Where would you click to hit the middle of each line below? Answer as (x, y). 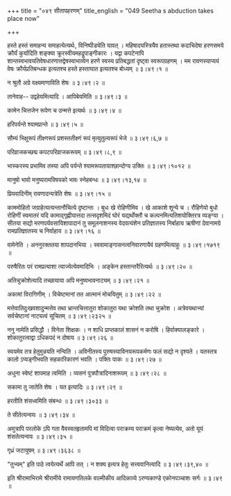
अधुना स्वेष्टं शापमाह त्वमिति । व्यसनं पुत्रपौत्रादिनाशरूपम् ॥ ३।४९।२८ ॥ (87, 373)
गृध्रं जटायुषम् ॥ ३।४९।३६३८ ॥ (44, 450)
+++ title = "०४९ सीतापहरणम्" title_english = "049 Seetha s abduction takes (110, 11)
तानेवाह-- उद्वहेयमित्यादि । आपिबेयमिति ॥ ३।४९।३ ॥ (67, 96)
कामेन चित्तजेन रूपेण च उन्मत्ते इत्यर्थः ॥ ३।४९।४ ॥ (64, 110)
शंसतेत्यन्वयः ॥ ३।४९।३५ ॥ (40, 436)
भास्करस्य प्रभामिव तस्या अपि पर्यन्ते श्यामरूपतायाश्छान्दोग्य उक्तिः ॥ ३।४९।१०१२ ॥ (99, 166)
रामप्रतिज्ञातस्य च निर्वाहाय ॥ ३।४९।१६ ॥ (54, 231)
